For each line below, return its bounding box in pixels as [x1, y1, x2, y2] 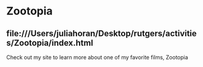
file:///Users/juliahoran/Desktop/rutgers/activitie [6, 28, 197, 39]
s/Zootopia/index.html [6, 37, 94, 48]
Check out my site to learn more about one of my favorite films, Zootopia [6, 54, 188, 61]
